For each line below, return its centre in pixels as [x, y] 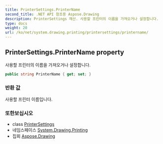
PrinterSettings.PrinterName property [65, 52]
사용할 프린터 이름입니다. [29, 99]
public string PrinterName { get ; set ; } [48, 74]
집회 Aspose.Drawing [34, 136]
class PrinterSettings [33, 124]
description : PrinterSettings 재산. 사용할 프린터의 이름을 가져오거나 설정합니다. [82, 19]
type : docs [16, 23]
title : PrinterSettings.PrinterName [43, 10]
